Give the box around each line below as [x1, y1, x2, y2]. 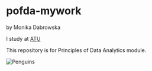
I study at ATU [6, 35, 41, 42]
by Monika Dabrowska [6, 24, 61, 31]
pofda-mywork [6, 4, 82, 18]
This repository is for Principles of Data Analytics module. [6, 46, 147, 54]
